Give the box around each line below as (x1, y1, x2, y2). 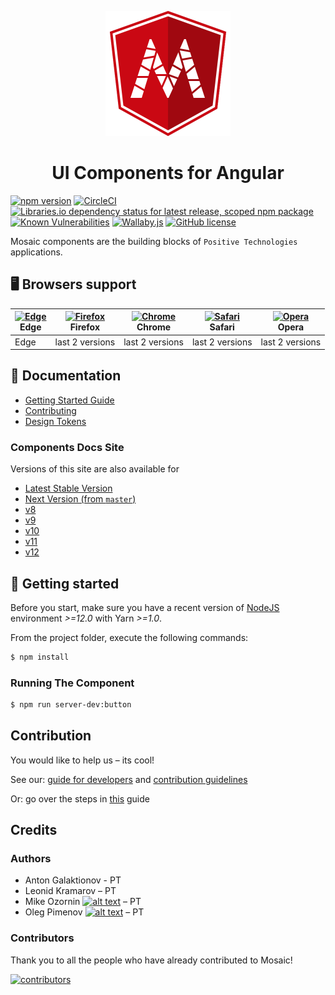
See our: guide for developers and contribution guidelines (10, 773, 248, 785)
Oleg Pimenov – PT (24, 906, 145, 918)
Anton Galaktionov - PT (24, 874, 122, 886)
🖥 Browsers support (10, 276, 137, 293)
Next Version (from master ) (24, 493, 137, 505)
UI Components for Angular (51, 162, 285, 185)
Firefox (69, 321, 101, 333)
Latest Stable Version (24, 482, 113, 495)
